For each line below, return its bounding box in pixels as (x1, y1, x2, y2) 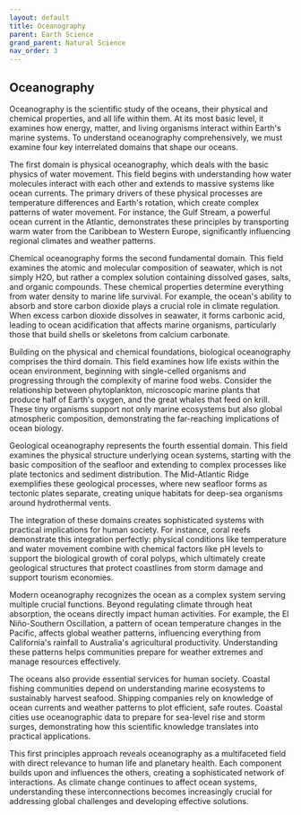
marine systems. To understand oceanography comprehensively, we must (9, 132, 283, 143)
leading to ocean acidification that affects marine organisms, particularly (9, 320, 277, 330)
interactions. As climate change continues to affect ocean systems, (9, 776, 258, 787)
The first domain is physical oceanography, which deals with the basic (9, 159, 269, 170)
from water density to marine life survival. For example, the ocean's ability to (9, 291, 292, 302)
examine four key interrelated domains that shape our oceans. (9, 141, 239, 153)
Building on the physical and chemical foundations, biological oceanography (9, 346, 291, 357)
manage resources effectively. (9, 656, 121, 667)
